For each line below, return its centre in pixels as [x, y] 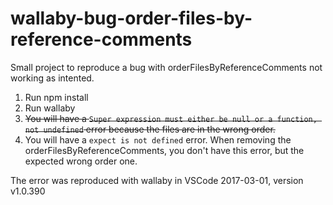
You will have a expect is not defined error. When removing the [158, 139]
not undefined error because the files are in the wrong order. [150, 129]
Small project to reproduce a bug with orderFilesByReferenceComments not [166, 67]
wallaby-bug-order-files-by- [131, 18]
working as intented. [52, 78]
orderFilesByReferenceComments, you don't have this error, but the [164, 150]
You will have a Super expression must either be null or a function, [171, 118]
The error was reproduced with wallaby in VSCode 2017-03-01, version [157, 180]
